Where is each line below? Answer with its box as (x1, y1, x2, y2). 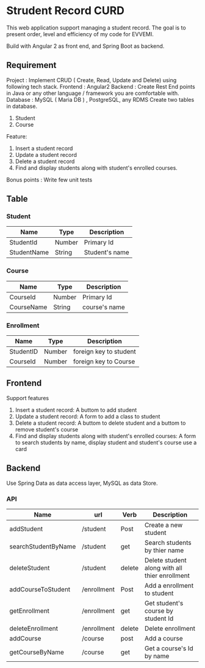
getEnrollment (9, 606, 50, 615)
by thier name (144, 546, 184, 555)
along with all (144, 563, 183, 572)
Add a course (144, 634, 183, 642)
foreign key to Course (73, 357, 135, 366)
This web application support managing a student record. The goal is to (6, 24, 186, 31)
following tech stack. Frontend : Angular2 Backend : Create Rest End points (6, 83, 195, 90)
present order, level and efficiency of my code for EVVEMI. (6, 30, 154, 37)
